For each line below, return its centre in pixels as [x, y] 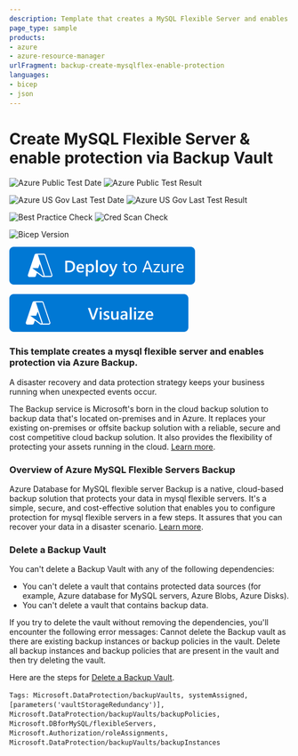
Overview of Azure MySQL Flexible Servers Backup [122, 470]
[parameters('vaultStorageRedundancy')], [87, 705]
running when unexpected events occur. [83, 391]
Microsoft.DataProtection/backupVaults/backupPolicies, [115, 715]
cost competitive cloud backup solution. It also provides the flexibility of [141, 437]
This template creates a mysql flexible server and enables [137, 351]
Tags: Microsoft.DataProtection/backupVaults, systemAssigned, [129, 696]
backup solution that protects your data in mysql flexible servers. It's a [138, 499]
